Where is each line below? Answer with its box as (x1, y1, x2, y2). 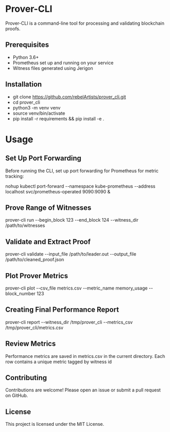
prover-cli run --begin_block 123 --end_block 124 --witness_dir (5, 217, 139, 223)
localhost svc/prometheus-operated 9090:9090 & (5, 188, 111, 194)
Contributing (5, 373, 47, 382)
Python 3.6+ (12, 54, 39, 60)
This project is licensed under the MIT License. (5, 421, 104, 427)
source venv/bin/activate (12, 110, 66, 116)
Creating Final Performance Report (5, 305, 119, 314)
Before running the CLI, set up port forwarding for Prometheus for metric (5, 168, 159, 174)
